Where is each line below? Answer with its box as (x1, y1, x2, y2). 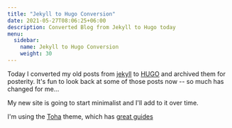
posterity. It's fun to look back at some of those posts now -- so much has (7, 77, 224, 85)
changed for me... (7, 85, 60, 93)
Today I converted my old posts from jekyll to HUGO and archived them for (7, 69, 226, 78)
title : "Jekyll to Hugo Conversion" (7, 10, 116, 18)
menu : (7, 30, 23, 38)
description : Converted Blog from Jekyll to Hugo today (7, 23, 176, 31)
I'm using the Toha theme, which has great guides (7, 112, 154, 121)
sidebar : (13, 37, 40, 44)
